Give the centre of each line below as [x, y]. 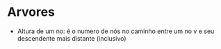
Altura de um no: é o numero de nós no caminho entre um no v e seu [116, 31]
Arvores [31, 12]
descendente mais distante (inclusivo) [72, 38]
